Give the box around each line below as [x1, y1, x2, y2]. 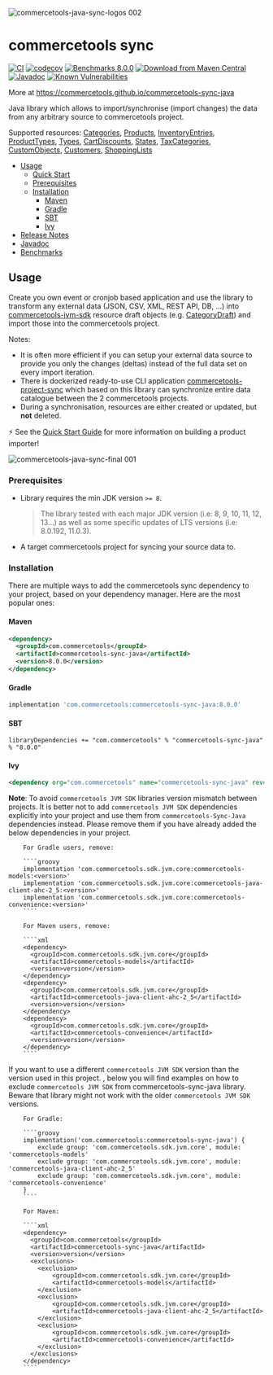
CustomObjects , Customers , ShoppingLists [8, 145, 153, 155]
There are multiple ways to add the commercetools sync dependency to [8, 580, 249, 590]
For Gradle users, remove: [23, 843, 115, 852]
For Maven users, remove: [23, 922, 111, 931]
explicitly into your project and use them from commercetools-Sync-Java [8, 811, 246, 821]
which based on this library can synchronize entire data [64, 384, 251, 394]
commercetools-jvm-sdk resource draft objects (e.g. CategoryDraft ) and [8, 309, 251, 319]
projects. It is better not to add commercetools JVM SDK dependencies [8, 802, 238, 812]
